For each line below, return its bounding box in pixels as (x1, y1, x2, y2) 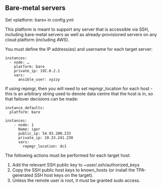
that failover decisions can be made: (5, 96, 78, 102)
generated (12, 172, 33, 178)
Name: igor (18, 126, 41, 131)
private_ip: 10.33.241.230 (18, 135, 73, 140)
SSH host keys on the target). (34, 172, 94, 178)
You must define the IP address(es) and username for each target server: (5, 46, 153, 52)
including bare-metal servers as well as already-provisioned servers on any (5, 31, 158, 37)
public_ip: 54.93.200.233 (18, 131, 71, 136)
